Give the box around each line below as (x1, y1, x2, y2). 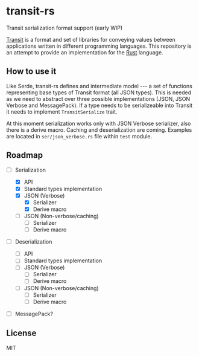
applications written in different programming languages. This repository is (6, 42, 192, 50)
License (6, 328, 37, 338)
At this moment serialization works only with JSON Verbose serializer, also (6, 120, 191, 127)
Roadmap (6, 150, 43, 161)
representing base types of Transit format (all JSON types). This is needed (6, 89, 192, 96)
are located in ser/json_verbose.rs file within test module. (6, 132, 153, 140)
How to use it (6, 66, 57, 77)
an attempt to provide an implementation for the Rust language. (6, 48, 164, 56)
